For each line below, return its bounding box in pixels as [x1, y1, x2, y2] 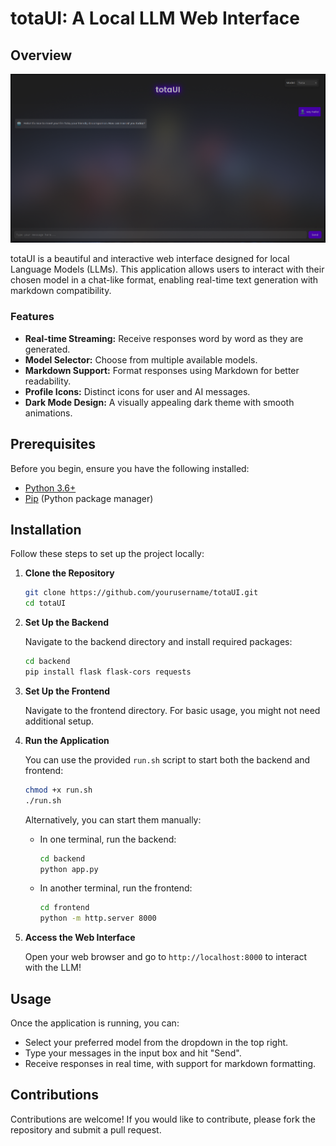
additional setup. [24, 715, 95, 727]
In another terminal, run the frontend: [39, 882, 193, 894]
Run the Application [24, 734, 110, 746]
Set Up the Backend [24, 617, 109, 629]
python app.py [39, 864, 99, 874]
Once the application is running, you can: [10, 1017, 180, 1029]
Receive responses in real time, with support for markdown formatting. [24, 1057, 317, 1069]
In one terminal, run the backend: [39, 833, 177, 845]
